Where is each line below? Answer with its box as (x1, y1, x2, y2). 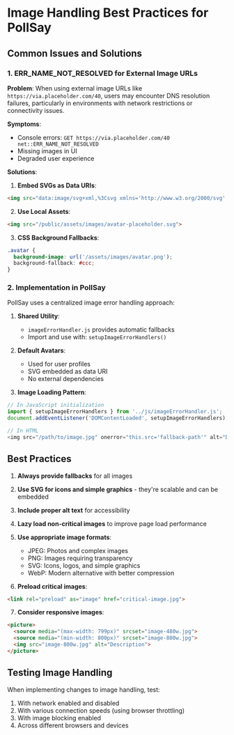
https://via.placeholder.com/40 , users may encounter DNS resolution (7, 91, 210, 100)
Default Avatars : (17, 346, 66, 355)
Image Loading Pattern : (17, 388, 87, 396)
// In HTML (7, 427, 39, 435)
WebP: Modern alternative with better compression (27, 568, 175, 577)
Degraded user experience (17, 154, 95, 162)
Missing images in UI (17, 146, 78, 155)
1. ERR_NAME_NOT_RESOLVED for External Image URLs (7, 68, 198, 78)
